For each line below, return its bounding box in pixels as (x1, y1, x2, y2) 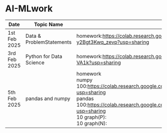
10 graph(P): (76, 114, 107, 121)
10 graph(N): (76, 120, 107, 127)
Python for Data (25, 53, 63, 60)
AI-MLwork (5, 3, 53, 14)
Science (25, 59, 45, 66)
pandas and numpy (25, 95, 71, 102)
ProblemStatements (25, 38, 72, 45)
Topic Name (34, 21, 63, 28)
